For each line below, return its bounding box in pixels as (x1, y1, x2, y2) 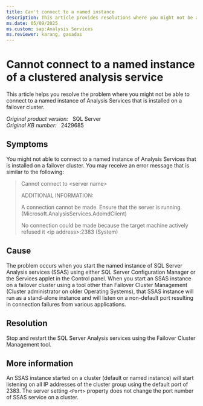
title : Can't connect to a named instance (6, 8, 115, 15)
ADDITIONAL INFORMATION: (21, 192, 94, 199)
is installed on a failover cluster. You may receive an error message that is (6, 161, 190, 169)
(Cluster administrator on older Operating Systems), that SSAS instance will (6, 288, 194, 295)
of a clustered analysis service (6, 70, 164, 84)
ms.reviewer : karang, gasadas (6, 32, 83, 38)
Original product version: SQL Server (6, 115, 101, 123)
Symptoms (6, 139, 48, 149)
